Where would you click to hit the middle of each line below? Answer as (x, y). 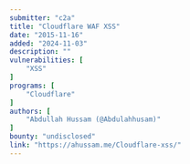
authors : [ (30, 111)
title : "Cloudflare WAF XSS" (65, 26)
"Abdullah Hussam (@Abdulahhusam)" (94, 119)
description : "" (40, 52)
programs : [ (32, 86)
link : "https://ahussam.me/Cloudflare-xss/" (95, 145)
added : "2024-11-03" (49, 43)
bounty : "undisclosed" (53, 137)
